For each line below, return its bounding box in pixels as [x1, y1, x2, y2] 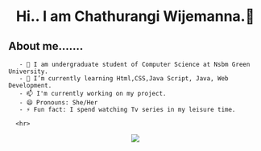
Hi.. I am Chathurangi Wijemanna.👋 [15, 7, 255, 26]
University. [8, 67, 48, 75]
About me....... [8, 39, 84, 53]
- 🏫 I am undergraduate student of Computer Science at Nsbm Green [19, 60, 251, 68]
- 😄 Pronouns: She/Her [19, 99, 98, 107]
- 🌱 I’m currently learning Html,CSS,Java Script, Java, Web [19, 75, 229, 83]
